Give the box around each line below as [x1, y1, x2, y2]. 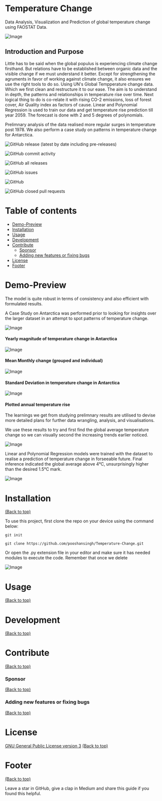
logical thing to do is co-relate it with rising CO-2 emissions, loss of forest [5, 97, 152, 102]
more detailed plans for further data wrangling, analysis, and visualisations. [5, 417, 155, 423]
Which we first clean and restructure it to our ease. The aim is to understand [5, 86, 157, 92]
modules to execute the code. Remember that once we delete [5, 555, 128, 561]
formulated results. [5, 300, 43, 306]
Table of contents [5, 205, 77, 216]
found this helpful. [5, 790, 42, 796]
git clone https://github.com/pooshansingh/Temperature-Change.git [5, 541, 144, 546]
